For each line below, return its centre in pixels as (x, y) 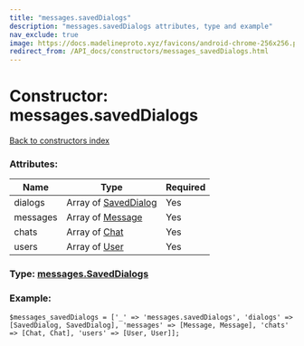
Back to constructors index (60, 140)
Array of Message (104, 217)
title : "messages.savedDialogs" (70, 18)
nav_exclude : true (44, 34)
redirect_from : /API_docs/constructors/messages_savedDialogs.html (139, 52)
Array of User (95, 247)
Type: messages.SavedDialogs (79, 274)
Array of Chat (95, 232)
